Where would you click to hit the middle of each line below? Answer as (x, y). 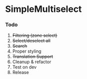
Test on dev (24, 67)
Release (20, 73)
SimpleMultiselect (43, 9)
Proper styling (27, 51)
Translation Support (33, 57)
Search (20, 46)
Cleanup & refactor (32, 62)
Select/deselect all (31, 41)
